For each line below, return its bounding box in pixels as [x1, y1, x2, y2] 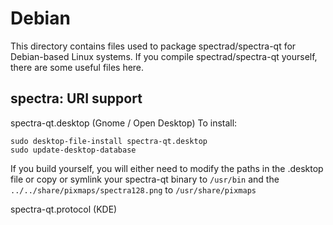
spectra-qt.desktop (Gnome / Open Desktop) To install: [10, 117, 238, 129]
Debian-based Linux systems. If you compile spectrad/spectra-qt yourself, [10, 50, 318, 62]
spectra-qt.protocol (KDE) [10, 203, 118, 215]
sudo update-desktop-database [10, 145, 137, 155]
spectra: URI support [10, 90, 143, 107]
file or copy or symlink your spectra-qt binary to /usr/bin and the [10, 173, 280, 185]
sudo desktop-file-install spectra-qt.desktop [10, 136, 208, 146]
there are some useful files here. [10, 61, 145, 73]
